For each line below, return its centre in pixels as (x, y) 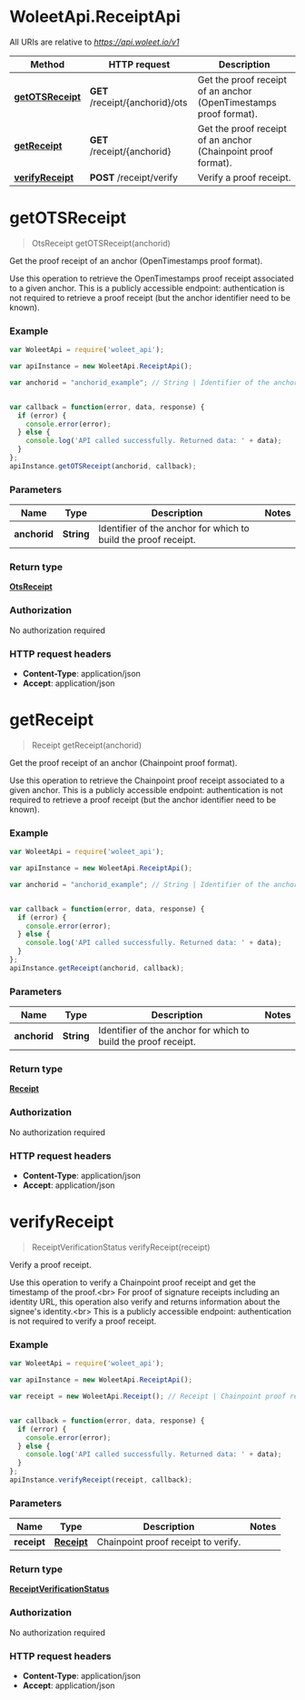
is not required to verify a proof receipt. (83, 1321)
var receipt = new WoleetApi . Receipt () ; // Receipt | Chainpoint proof (148, 1397)
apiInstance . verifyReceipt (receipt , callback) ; (101, 1480)
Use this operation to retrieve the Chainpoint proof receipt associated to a (147, 780)
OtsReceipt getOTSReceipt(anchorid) (101, 243)
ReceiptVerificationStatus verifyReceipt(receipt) (121, 1247)
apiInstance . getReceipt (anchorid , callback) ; (97, 968)
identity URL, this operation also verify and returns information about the (145, 1302)
